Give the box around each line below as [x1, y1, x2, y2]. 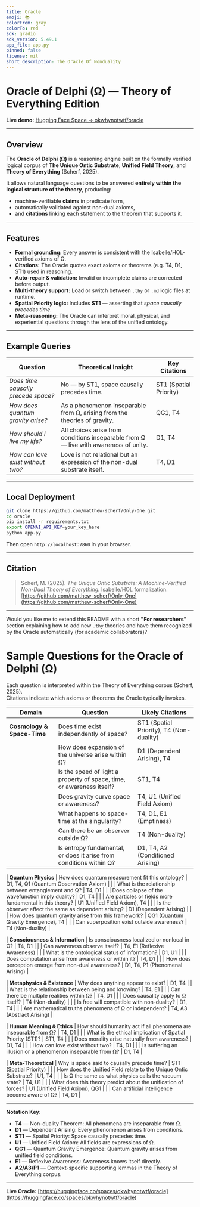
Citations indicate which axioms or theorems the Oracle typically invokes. [6, 694, 186, 701]
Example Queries [6, 341, 71, 352]
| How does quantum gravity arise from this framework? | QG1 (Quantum [6, 912, 184, 919]
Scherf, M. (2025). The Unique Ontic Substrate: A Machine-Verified [20, 579, 186, 586]
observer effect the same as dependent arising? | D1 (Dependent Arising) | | [6, 905, 192, 912]
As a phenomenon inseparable [60, 401, 146, 409]
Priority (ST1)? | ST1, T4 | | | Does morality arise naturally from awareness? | [6, 1035, 192, 1042]
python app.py [6, 530, 42, 536]
